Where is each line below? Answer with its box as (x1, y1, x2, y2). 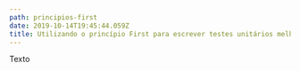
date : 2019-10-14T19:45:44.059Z (9, 21, 129, 30)
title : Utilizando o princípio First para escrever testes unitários (9, 29, 274, 38)
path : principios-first (9, 12, 98, 22)
